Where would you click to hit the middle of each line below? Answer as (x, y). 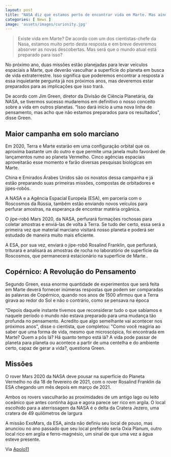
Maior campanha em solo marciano (62, 134)
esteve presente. (23, 439)
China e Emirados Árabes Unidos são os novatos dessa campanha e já (79, 178)
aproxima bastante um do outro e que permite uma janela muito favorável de (85, 152)
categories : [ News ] (28, 19)
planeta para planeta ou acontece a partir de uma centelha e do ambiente (82, 342)
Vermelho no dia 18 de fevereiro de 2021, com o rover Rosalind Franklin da (83, 382)
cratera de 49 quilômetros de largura (44, 413)
